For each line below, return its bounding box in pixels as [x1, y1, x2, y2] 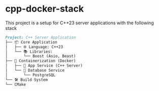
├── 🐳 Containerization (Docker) [5, 59, 76, 64]
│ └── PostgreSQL [5, 72, 56, 77]
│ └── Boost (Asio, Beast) [5, 54, 76, 59]
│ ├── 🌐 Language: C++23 [5, 44, 63, 50]
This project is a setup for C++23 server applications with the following [5, 20, 154, 26]
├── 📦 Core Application [5, 39, 57, 44]
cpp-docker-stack [5, 3, 84, 15]
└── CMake [5, 82, 26, 87]
